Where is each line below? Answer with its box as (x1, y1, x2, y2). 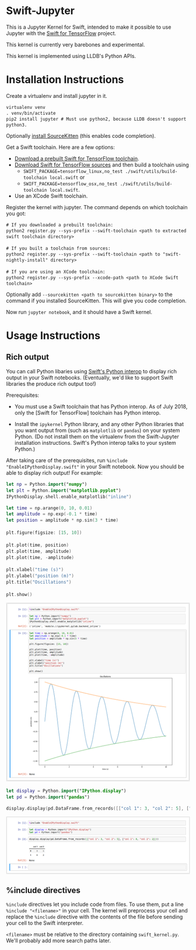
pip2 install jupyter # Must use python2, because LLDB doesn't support (6, 116, 187, 122)
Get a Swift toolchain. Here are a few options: (6, 144, 115, 151)
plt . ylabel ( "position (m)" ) (6, 573, 75, 579)
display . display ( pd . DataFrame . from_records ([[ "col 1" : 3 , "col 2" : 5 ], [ (6, 805, 190, 811)
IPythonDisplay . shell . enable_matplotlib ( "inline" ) (6, 493, 132, 499)
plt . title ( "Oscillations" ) (6, 579, 72, 585)
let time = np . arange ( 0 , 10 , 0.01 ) (6, 505, 93, 511)
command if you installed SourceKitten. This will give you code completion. (6, 297, 187, 304)
